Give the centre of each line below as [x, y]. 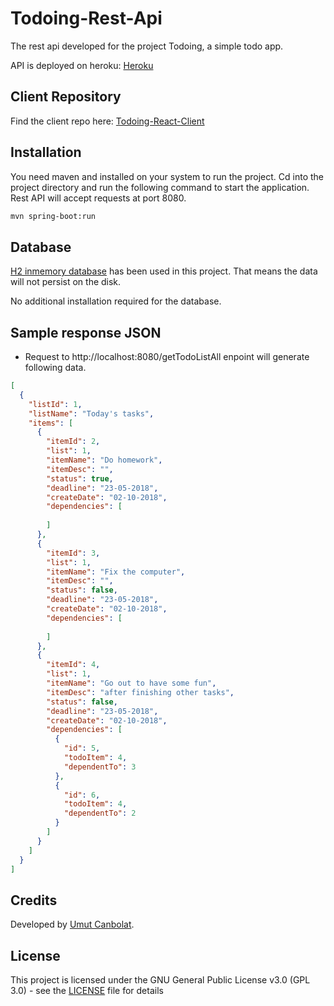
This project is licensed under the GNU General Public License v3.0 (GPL [160, 980]
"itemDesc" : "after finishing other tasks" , [140, 692]
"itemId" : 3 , [73, 553]
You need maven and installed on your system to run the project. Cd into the [167, 176]
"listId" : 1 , [55, 404]
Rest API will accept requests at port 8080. [98, 198]
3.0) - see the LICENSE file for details [87, 991]
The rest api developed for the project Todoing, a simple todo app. [147, 46]
